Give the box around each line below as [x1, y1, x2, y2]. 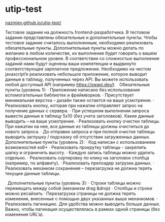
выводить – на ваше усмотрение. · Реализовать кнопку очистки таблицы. [5, 118, 160, 124]
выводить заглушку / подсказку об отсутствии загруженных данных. [5, 134, 151, 140]
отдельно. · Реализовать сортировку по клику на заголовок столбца [5, 155, 149, 160]
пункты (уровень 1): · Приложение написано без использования [5, 87, 140, 93]
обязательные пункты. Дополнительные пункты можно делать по [5, 45, 144, 51]
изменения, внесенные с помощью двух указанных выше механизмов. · [5, 195, 159, 201]
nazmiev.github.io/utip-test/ [5, 20, 62, 26]
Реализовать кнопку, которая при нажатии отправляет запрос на [5, 102, 143, 108]
